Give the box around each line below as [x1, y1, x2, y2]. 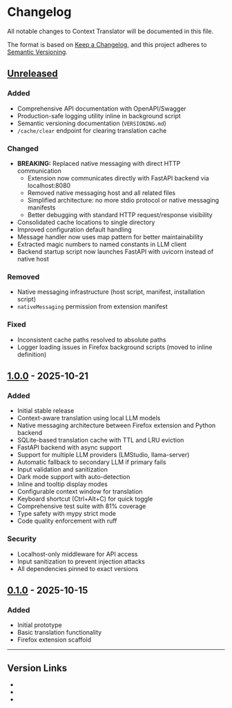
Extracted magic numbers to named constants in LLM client [17, 240, 187, 248]
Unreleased [7, 68, 59, 80]
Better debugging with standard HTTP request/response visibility [27, 210, 213, 218]
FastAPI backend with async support [17, 443, 122, 451]
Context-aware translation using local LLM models [17, 414, 161, 422]
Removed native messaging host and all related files [27, 188, 176, 197]
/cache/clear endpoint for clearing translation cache [17, 126, 167, 135]
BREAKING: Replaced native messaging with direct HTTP [17, 159, 181, 167]
